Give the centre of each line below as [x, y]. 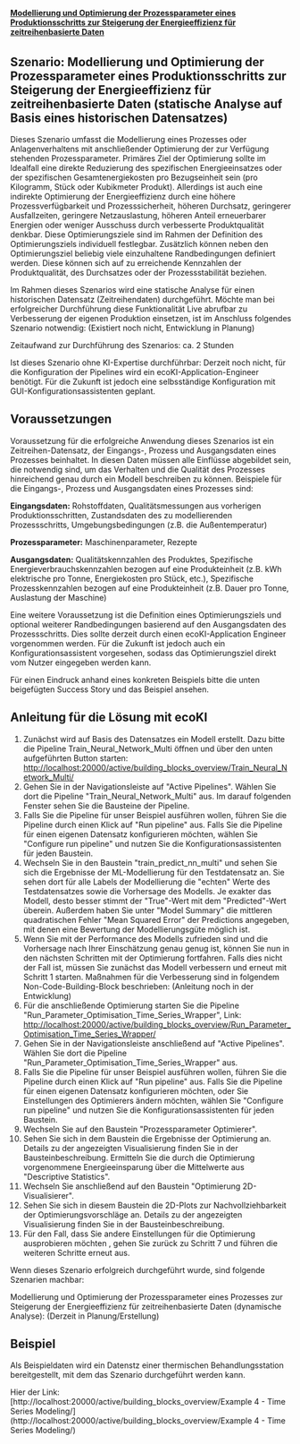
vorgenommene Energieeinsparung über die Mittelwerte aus [133, 1166]
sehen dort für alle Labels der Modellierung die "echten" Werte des [146, 882]
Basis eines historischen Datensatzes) [119, 118]
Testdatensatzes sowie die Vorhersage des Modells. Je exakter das [147, 891]
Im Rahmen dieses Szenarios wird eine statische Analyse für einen [133, 290]
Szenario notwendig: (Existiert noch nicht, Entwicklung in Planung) [133, 328]
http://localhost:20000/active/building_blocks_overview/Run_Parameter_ [157, 1024]
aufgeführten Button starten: [75, 758]
